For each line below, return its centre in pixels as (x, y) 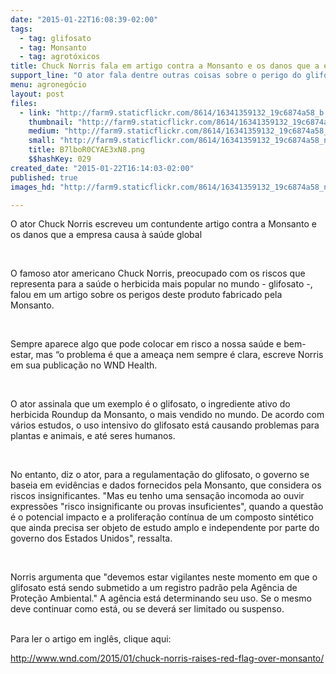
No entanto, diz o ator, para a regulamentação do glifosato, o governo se (160, 475)
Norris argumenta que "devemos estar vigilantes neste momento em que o (164, 577)
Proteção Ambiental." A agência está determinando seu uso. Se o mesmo (161, 598)
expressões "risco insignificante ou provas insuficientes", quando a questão (167, 507)
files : (24, 103)
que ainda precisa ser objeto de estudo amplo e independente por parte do (165, 528)
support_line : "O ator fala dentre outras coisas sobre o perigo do (156, 76)
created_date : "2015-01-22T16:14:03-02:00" (102, 168)
